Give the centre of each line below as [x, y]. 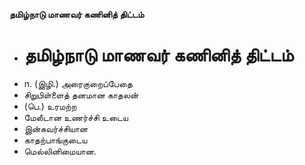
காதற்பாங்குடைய [55, 140]
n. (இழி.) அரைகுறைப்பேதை [78, 83]
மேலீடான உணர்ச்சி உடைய [76, 117]
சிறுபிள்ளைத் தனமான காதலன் [81, 95]
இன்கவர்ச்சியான [56, 128]
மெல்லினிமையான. [60, 151]
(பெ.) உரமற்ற [50, 106]
